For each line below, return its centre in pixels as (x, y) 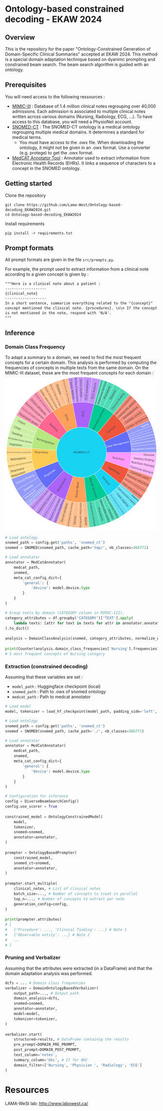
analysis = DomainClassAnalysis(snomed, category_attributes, (69, 639)
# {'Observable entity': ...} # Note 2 (48, 935)
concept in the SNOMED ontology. (46, 168)
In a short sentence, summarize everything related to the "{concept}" (79, 303)
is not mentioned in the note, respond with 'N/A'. (58, 313)
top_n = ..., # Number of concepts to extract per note (69, 899)
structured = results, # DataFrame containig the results (72, 1039)
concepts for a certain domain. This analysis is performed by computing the (81, 363)
